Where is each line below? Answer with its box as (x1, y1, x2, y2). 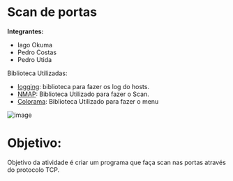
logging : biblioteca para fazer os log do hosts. (17, 82, 150, 90)
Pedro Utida (17, 55, 52, 63)
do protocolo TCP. (7, 165, 60, 174)
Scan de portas (7, 4, 98, 20)
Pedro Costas (17, 48, 57, 56)
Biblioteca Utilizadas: (7, 69, 68, 77)
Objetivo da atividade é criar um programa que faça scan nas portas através (7, 158, 227, 166)
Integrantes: (7, 27, 44, 36)
